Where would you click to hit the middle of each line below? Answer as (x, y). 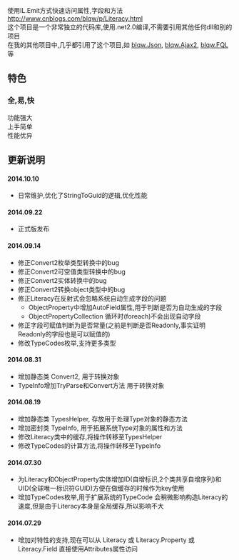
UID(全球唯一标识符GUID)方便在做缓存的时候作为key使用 (101, 489)
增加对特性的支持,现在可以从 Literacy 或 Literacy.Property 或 (106, 540)
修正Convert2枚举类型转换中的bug (68, 262)
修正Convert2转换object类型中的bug (71, 289)
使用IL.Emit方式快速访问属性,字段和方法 (65, 10)
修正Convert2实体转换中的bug (62, 280)
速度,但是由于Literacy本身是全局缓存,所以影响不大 (91, 506)
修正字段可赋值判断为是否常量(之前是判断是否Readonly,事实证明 (111, 325)
